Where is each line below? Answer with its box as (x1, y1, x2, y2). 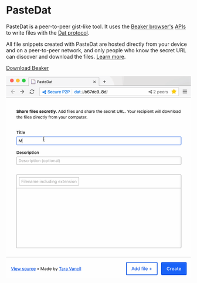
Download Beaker (6, 64, 49, 71)
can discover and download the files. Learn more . (6, 53, 126, 60)
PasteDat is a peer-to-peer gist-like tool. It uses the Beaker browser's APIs (6, 23, 186, 30)
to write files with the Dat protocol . (6, 29, 90, 36)
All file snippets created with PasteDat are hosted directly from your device (6, 41, 188, 48)
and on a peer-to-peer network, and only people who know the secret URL (6, 46, 186, 53)
